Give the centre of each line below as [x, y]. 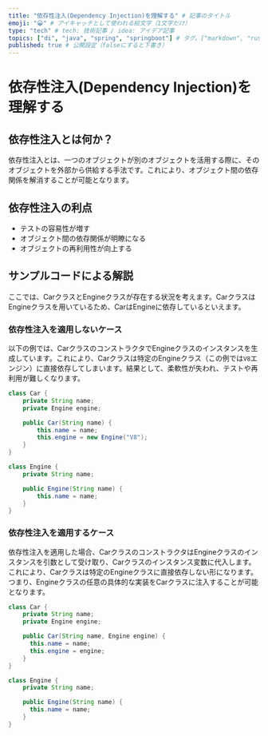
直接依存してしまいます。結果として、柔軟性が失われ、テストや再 [150, 368]
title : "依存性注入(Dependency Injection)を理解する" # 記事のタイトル [120, 16]
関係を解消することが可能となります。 [71, 180]
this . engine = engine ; [67, 651]
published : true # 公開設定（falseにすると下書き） [88, 46]
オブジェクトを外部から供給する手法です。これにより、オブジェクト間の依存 [134, 170]
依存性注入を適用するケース [61, 533]
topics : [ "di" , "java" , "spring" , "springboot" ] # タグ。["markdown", [126, 38]
